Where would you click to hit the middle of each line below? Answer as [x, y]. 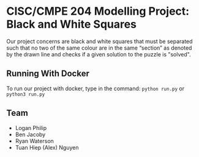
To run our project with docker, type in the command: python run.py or [96, 88]
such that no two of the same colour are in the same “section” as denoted [99, 48]
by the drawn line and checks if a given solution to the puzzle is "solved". [99, 54]
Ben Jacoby [30, 134]
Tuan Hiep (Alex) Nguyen [47, 147]
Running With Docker [48, 74]
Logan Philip [31, 128]
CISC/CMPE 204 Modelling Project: [98, 11]
